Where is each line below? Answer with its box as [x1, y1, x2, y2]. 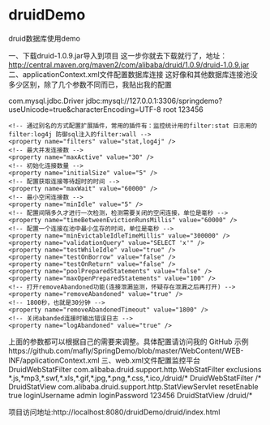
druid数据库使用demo [8, 33, 81, 43]
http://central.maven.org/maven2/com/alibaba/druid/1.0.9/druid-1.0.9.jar [8, 59, 250, 70]
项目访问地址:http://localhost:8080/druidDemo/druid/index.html [8, 407, 221, 417]
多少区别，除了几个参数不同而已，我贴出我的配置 [8, 79, 172, 89]
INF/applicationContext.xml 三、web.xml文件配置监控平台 [8, 355, 201, 365]
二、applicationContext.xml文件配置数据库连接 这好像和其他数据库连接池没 [8, 69, 258, 79]
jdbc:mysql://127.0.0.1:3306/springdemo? [85, 96, 223, 105]
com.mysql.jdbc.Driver [8, 96, 84, 105]
